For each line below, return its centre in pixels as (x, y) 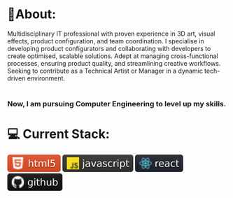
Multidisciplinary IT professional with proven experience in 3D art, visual (111, 34)
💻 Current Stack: (58, 134)
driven (16, 78)
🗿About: (32, 14)
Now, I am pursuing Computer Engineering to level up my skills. (117, 104)
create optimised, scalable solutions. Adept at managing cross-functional (113, 56)
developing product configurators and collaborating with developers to (109, 48)
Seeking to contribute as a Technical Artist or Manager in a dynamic (105, 71)
